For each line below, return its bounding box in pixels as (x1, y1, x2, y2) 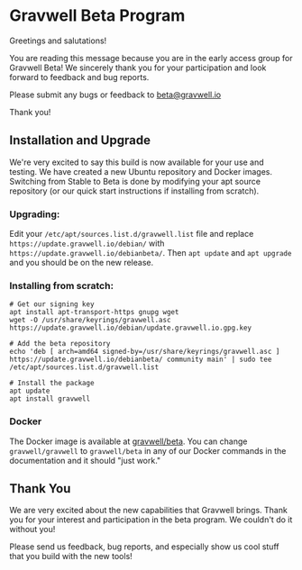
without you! (9, 524, 56, 535)
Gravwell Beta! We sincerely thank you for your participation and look (9, 62, 267, 73)
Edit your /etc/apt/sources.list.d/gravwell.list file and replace (9, 229, 254, 240)
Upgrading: (9, 208, 60, 221)
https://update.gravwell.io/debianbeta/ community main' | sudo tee (9, 355, 272, 365)
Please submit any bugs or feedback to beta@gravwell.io (9, 89, 222, 100)
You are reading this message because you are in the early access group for (9, 52, 293, 63)
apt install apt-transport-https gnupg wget (9, 308, 179, 317)
